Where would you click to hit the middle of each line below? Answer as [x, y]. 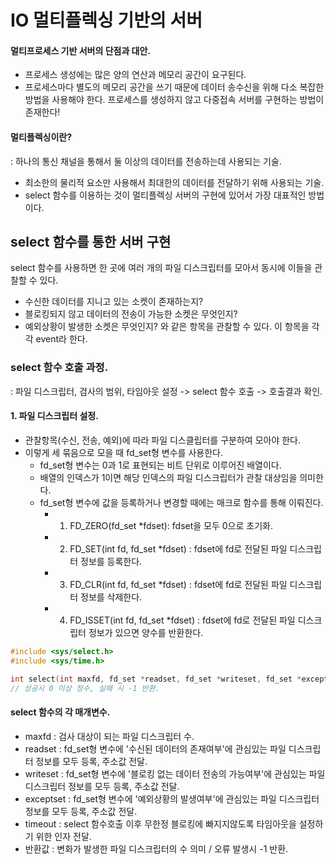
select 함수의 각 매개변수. [60, 712]
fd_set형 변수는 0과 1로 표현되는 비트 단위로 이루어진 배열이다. [160, 465]
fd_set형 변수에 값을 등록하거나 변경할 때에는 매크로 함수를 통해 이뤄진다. [181, 502]
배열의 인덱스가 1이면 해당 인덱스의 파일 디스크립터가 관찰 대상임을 [168, 477]
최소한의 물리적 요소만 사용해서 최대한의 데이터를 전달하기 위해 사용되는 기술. [174, 182]
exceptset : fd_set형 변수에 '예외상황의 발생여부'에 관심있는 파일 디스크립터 [172, 798]
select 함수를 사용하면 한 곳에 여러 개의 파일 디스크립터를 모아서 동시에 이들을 [161, 268]
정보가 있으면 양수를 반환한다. [146, 632]
